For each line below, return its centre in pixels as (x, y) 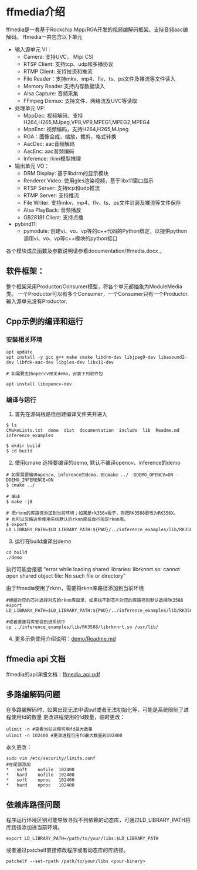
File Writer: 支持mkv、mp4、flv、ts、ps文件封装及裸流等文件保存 (102, 202)
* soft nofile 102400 (40, 770)
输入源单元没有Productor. (37, 301)
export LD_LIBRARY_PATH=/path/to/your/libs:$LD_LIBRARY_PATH (82, 839)
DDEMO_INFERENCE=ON (30, 480)
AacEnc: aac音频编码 (49, 151)
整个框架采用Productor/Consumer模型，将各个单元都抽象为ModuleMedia (94, 286)
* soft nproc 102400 (40, 780)
